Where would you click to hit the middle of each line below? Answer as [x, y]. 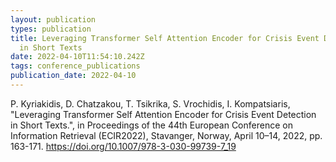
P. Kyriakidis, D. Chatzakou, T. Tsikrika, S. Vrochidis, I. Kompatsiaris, [150, 103]
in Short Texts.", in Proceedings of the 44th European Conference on [151, 125]
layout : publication [53, 19]
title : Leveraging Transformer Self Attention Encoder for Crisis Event [165, 38]
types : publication [51, 29]
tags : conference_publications [75, 66]
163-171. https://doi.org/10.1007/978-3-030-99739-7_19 [123, 146]
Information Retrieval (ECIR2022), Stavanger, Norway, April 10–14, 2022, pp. [166, 135]
